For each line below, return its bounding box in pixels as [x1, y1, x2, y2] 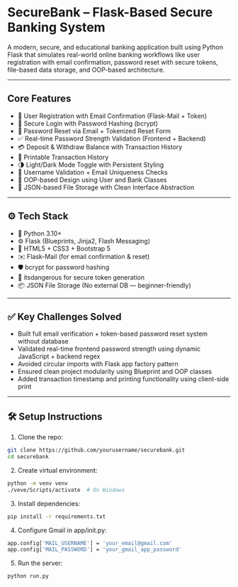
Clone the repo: [17, 433, 64, 441]
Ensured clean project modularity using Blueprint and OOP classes [17, 367, 212, 376]
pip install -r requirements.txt [7, 512, 106, 520]
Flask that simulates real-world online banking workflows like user [7, 50, 200, 59]
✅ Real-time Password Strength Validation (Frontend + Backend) [17, 134, 207, 143]
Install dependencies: [17, 499, 81, 508]
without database [17, 337, 69, 346]
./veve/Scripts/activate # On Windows [7, 486, 125, 493]
